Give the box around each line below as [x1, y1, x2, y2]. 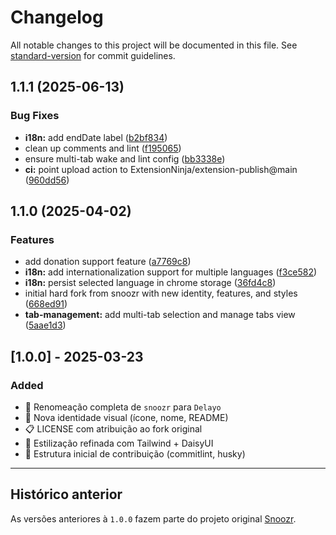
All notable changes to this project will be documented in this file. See [10, 39, 298, 51]
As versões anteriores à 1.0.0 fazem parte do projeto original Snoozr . [10, 512, 297, 525]
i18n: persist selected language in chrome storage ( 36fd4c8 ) [24, 277, 277, 289]
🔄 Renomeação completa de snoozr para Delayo [24, 401, 222, 413]
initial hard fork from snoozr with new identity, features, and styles [24, 287, 298, 300]
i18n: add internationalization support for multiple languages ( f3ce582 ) [24, 266, 318, 278]
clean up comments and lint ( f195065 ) [24, 142, 182, 154]
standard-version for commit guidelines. [10, 49, 176, 61]
